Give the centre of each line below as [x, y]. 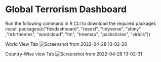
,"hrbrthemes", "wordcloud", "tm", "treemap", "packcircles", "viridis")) [78, 34]
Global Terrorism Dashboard [66, 9]
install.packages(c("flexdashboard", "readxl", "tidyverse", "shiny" [73, 28]
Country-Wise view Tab [30, 54]
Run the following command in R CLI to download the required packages [81, 23]
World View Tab [22, 44]
